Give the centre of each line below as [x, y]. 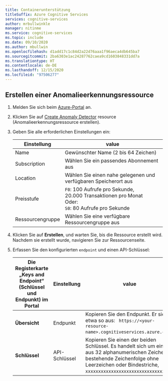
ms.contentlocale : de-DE [31, 65]
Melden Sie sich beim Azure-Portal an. [52, 107]
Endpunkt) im [32, 299]
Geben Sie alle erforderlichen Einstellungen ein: [61, 132]
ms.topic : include [24, 38]
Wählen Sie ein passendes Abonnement [111, 160]
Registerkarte [31, 268]
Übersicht [27, 323]
